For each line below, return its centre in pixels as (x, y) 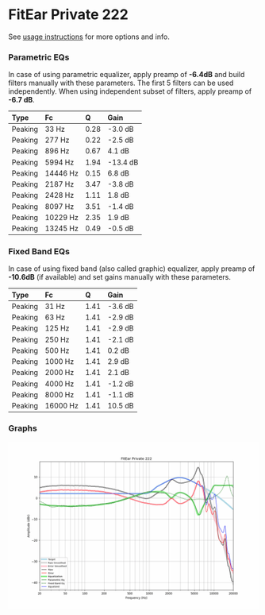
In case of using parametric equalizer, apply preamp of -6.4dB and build (127, 75)
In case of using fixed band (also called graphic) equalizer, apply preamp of (132, 269)
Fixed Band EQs (39, 251)
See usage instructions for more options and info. (89, 37)
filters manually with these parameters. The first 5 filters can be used (121, 83)
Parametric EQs (39, 57)
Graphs (23, 428)
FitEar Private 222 (68, 15)
